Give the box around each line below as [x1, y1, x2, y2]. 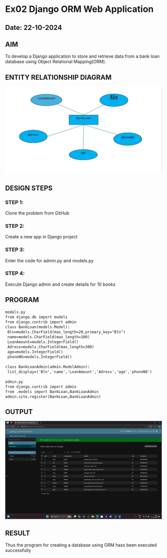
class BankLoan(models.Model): [5, 325, 70, 330]
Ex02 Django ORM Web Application [5, 3, 154, 15]
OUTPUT [5, 408, 33, 416]
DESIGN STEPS [5, 184, 53, 192]
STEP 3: [5, 246, 25, 253]
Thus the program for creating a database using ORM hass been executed [5, 542, 157, 548]
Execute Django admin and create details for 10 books [5, 281, 116, 287]
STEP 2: [5, 223, 25, 229]
